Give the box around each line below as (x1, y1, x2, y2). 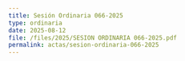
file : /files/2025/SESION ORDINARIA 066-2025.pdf (8, 33, 178, 42)
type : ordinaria (8, 19, 62, 27)
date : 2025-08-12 (8, 26, 66, 34)
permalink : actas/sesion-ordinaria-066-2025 (8, 41, 159, 49)
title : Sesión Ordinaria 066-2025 (8, 11, 124, 20)
